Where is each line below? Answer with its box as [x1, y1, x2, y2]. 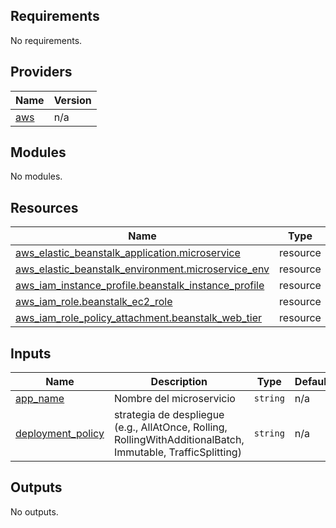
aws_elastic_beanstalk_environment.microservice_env [15, 262, 270, 276]
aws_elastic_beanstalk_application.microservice [15, 246, 241, 260]
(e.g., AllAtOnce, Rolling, [113, 420, 228, 434]
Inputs [10, 345, 52, 362]
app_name [15, 392, 65, 406]
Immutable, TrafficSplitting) [113, 445, 242, 459]
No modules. [10, 170, 63, 183]
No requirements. [10, 34, 83, 46]
